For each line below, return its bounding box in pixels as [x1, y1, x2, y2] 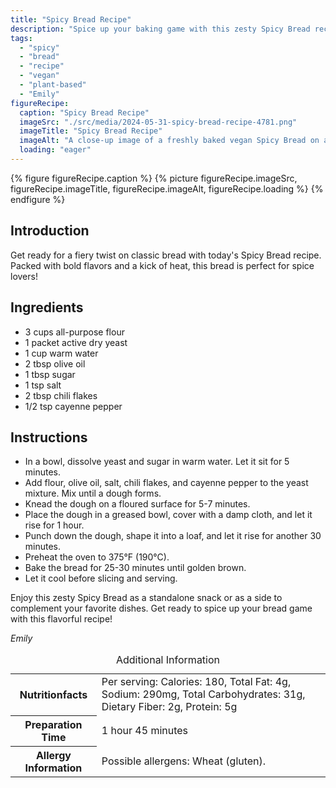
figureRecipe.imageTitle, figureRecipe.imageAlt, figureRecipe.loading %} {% [10, 182, 324, 195]
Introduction [10, 222, 90, 240]
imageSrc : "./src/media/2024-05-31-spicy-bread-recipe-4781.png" [19, 117, 298, 127]
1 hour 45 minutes [101, 723, 189, 737]
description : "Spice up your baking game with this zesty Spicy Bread [10, 24, 311, 34]
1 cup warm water [24, 347, 99, 359]
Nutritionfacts [19, 688, 88, 702]
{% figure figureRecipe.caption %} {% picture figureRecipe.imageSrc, [10, 172, 298, 184]
